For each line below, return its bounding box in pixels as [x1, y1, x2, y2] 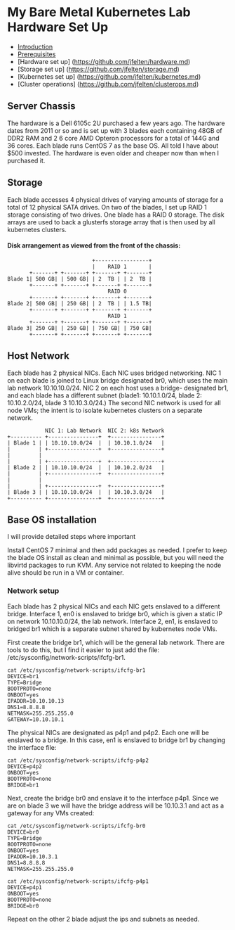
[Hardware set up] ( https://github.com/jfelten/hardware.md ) [17, 57, 191, 65]
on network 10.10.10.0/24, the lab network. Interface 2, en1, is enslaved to [7, 617, 218, 625]
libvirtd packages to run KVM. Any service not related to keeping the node [7, 561, 222, 570]
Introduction [17, 42, 53, 51]
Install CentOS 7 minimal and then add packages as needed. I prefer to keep [7, 546, 227, 554]
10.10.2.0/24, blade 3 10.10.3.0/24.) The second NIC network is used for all [7, 398, 221, 407]
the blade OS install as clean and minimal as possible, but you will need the [7, 554, 224, 562]
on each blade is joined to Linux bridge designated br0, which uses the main [7, 376, 228, 384]
